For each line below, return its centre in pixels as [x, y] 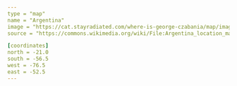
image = [19, 27]
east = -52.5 [26, 72]
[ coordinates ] [28, 46]
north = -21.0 [28, 52]
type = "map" [26, 14]
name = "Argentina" [36, 20]
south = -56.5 [28, 59]
